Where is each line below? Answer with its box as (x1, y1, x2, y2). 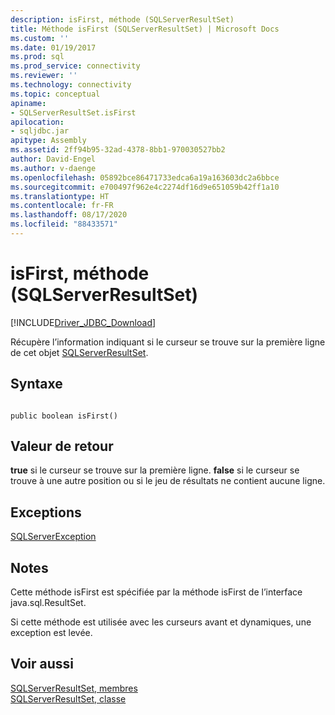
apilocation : (10, 117, 65, 127)
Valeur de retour (10, 438, 114, 455)
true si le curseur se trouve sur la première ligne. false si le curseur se (10, 464, 300, 476)
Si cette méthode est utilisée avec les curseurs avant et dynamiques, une (10, 616, 312, 628)
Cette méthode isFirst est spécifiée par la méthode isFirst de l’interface (10, 586, 303, 598)
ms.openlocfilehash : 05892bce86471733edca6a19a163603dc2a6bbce (10, 172, 280, 183)
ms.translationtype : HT (10, 191, 110, 201)
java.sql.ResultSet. (10, 597, 87, 609)
